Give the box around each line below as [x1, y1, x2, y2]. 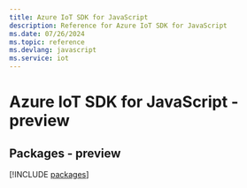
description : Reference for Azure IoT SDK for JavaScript [9, 21, 228, 30]
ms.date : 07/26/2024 [9, 29, 86, 38]
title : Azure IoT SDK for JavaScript [9, 12, 149, 22]
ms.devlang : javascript [9, 46, 97, 55]
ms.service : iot [9, 54, 69, 63]
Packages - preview [9, 146, 121, 161]
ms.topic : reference [9, 37, 86, 47]
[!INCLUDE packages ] [9, 169, 89, 179]
